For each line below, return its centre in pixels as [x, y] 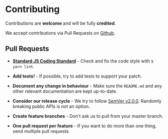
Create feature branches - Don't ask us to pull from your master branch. [88, 116]
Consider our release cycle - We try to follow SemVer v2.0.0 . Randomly [87, 101]
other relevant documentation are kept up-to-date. [65, 91]
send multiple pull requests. [41, 131]
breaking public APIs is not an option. [51, 106]
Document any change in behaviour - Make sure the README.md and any [87, 86]
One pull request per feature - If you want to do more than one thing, [85, 126]
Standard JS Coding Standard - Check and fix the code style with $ [83, 61]
